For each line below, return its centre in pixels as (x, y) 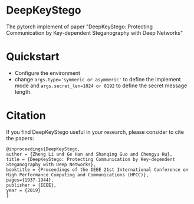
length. (23, 91)
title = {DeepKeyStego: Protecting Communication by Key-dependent (91, 159)
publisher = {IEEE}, (32, 185)
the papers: (20, 138)
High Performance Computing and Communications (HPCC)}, (78, 175)
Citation (26, 116)
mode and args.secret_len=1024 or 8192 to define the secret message (101, 85)
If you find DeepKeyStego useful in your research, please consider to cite (95, 132)
